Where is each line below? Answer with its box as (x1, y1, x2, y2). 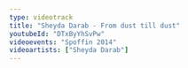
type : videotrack (9, 12, 74, 22)
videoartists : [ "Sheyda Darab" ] (9, 46, 129, 55)
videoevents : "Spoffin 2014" (9, 37, 117, 47)
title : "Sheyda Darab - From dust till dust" (9, 21, 180, 30)
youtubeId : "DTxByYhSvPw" (9, 29, 105, 38)
